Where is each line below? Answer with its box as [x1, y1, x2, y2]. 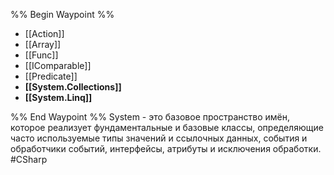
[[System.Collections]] [24, 81, 122, 93]
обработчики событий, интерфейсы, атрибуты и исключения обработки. [10, 143, 322, 154]
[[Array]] [24, 39, 62, 50]
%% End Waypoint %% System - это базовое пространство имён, [10, 111, 290, 123]
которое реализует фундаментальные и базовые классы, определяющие [10, 122, 324, 133]
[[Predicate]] [24, 70, 78, 82]
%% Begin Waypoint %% [10, 9, 115, 20]
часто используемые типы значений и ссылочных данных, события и [10, 132, 308, 144]
